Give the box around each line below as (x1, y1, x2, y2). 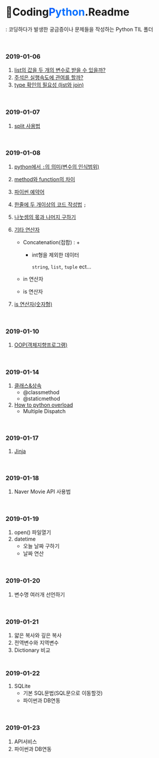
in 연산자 (22, 275, 44, 282)
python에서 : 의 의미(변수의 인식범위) (14, 163, 100, 170)
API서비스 (14, 738, 37, 745)
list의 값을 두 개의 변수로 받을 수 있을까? (14, 66, 106, 73)
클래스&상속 (14, 382, 42, 389)
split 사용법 (14, 122, 41, 129)
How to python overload (14, 401, 73, 408)
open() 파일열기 (14, 529, 51, 536)
